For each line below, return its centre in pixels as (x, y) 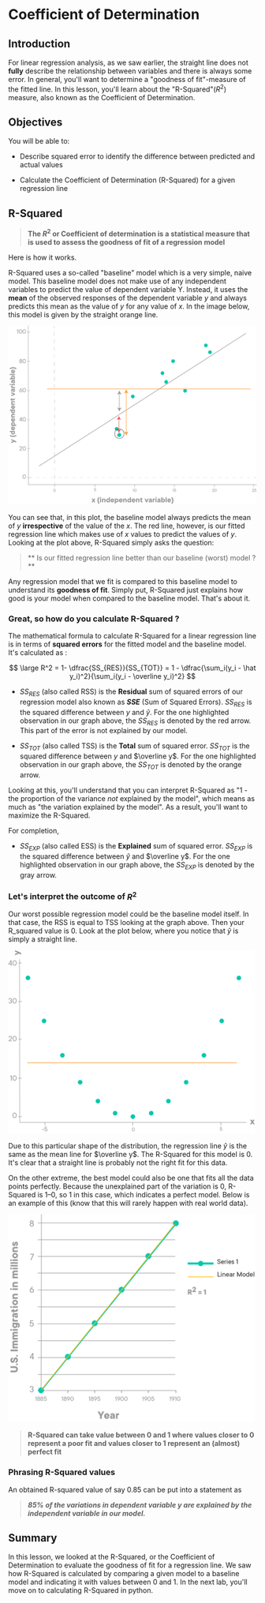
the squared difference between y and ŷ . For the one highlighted (124, 712)
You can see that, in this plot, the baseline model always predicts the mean (129, 517)
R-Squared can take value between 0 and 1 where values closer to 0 (141, 1435)
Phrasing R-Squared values (62, 1472)
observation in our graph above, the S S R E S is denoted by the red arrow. (135, 721)
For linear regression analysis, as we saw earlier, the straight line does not (128, 62)
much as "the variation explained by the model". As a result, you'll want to (128, 807)
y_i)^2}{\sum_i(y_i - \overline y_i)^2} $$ (132, 676)
